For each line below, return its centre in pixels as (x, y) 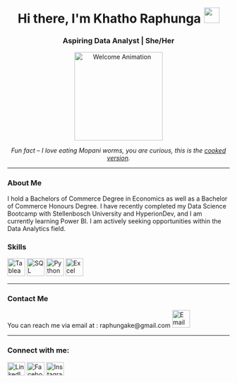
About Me (25, 183)
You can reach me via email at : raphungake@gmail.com (89, 326)
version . (119, 158)
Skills (17, 247)
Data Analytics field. (36, 228)
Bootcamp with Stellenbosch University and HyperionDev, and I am (105, 213)
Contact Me (28, 299)
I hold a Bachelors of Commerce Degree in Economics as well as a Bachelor (117, 199)
